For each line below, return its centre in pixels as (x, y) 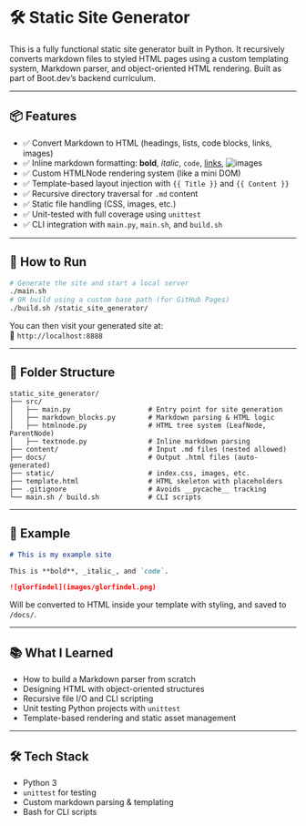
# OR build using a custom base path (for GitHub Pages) (120, 300)
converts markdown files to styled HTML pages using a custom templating (149, 58)
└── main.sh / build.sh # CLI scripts (106, 497)
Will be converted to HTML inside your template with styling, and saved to (148, 605)
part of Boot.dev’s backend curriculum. (83, 77)
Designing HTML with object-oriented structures (113, 689)
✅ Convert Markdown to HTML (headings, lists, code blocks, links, (147, 143)
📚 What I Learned (61, 653)
